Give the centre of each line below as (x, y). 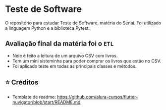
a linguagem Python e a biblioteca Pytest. (48, 28)
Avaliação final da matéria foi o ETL (59, 44)
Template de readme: (34, 97)
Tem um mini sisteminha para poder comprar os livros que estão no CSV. (87, 61)
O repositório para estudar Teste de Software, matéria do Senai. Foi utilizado (83, 23)
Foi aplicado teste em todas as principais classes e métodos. (74, 66)
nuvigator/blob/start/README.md (46, 102)
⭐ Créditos (22, 82)
